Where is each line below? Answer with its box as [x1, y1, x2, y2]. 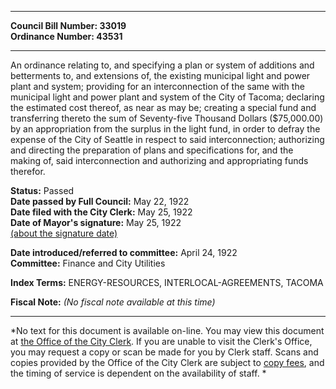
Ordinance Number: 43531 [10, 31, 123, 42]
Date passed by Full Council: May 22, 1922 [10, 196, 190, 207]
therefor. [10, 166, 46, 177]
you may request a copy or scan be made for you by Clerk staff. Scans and [10, 346, 319, 358]
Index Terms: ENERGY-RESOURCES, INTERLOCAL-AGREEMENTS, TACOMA [10, 277, 324, 288]
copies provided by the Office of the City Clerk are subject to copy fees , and [10, 357, 325, 368]
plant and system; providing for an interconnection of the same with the [10, 81, 305, 92]
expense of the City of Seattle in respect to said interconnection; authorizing [10, 134, 325, 145]
